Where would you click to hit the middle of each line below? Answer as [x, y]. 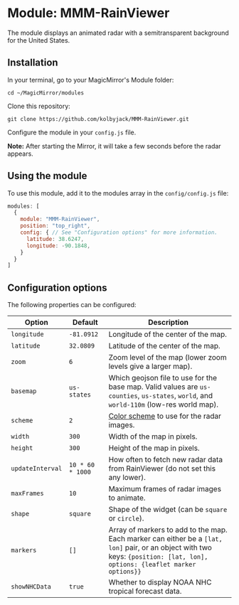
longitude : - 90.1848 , [58, 246]
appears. [20, 154]
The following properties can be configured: [72, 305]
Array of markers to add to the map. [168, 530]
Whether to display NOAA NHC [160, 582]
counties [123, 396]
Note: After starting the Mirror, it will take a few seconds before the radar [115, 146]
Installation [33, 63]
